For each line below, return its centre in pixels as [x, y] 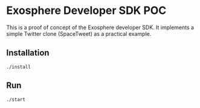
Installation [28, 53]
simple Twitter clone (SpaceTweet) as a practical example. [79, 33]
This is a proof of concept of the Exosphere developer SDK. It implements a [100, 27]
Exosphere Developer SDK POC [86, 11]
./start [16, 100]
